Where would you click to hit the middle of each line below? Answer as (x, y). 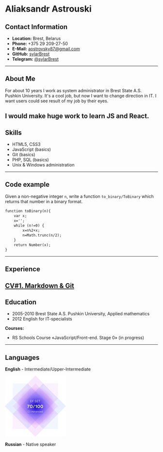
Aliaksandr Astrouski (48, 9)
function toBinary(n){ (28, 211)
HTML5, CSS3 (26, 145)
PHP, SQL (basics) (30, 160)
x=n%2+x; (31, 230)
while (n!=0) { (29, 226)
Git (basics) (24, 155)
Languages (22, 357)
